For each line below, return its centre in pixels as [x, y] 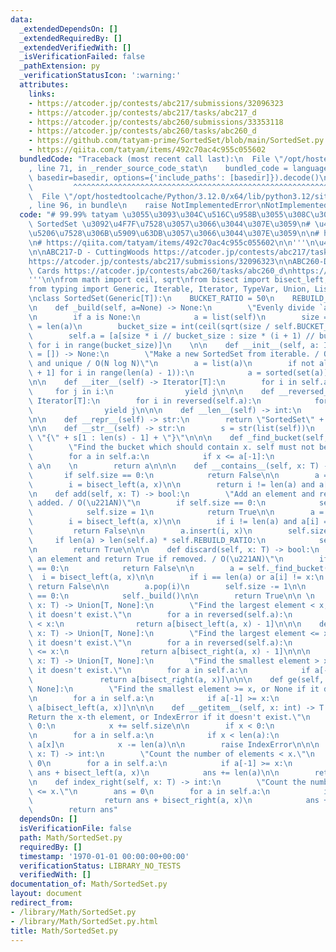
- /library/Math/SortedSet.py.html [84, 921]
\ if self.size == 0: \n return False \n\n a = [178, 475]
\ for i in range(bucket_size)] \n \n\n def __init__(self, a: [174, 345]
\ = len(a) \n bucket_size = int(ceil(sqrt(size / [149, 326]
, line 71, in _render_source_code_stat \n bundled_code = [158, 168]
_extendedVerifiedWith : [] [75, 47]
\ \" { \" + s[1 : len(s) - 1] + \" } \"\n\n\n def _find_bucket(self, [178, 438]
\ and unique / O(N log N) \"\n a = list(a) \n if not [171, 364]
